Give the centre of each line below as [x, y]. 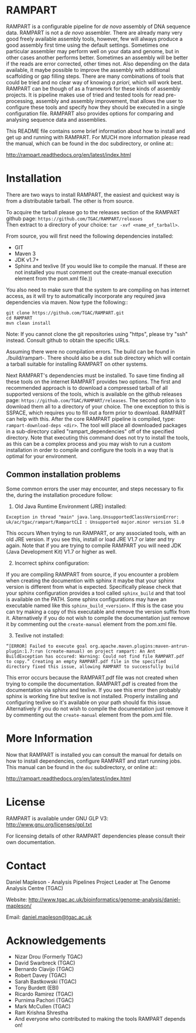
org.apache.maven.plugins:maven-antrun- [140, 646]
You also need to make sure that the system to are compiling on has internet [98, 290]
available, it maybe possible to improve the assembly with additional [88, 70]
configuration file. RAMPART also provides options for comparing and [90, 113]
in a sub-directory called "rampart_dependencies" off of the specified [90, 431]
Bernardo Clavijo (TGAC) [44, 969]
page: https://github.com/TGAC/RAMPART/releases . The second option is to [96, 400]
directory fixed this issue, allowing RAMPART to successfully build [93, 667]
